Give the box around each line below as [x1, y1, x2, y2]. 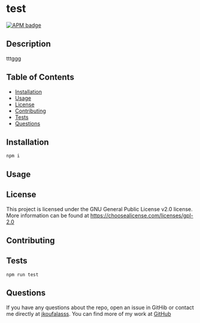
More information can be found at [6, 212, 89, 219]
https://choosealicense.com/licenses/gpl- [90, 212, 193, 219]
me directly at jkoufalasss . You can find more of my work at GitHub [6, 310, 171, 317]
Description [6, 39, 51, 49]
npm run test [6, 272, 39, 278]
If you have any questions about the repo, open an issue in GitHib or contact [6, 304, 195, 311]
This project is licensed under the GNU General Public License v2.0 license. [6, 205, 193, 212]
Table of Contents [6, 72, 75, 83]
